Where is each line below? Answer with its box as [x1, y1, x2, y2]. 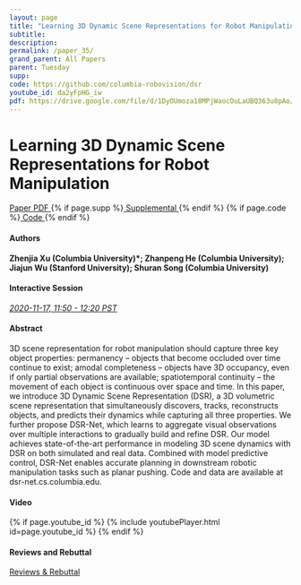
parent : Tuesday [9, 64, 70, 73]
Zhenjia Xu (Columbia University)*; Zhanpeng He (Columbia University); [9, 253, 285, 263]
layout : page [9, 13, 58, 22]
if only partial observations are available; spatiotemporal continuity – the [9, 371, 276, 382]
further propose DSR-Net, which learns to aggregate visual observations [9, 418, 278, 430]
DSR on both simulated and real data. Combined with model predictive [9, 447, 269, 458]
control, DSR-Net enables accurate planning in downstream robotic [9, 457, 257, 468]
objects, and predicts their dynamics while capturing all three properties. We [9, 409, 292, 420]
